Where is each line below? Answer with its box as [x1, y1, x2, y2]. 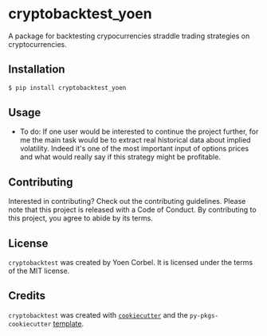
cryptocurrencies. [8, 39, 67, 49]
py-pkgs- [190, 311, 219, 319]
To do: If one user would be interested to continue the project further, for [19, 127, 259, 136]
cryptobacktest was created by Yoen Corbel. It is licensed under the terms [8, 258, 253, 268]
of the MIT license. [8, 266, 70, 275]
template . [53, 318, 84, 328]
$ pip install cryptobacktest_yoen [8, 84, 127, 92]
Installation [8, 63, 65, 76]
